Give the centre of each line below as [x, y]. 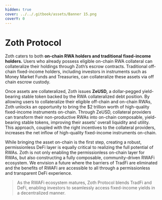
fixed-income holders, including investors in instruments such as [82, 72]
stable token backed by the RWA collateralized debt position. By [86, 97]
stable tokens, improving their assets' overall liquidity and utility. [86, 123]
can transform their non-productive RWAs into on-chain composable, [74, 117]
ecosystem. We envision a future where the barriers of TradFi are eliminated [81, 163]
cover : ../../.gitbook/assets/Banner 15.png [51, 14]
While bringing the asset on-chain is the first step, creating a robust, [73, 142]
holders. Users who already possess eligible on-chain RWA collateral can [79, 61]
